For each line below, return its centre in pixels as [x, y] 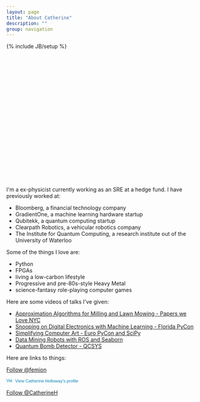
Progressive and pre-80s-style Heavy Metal [70, 283]
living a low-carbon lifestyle [50, 277]
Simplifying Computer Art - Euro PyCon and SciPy [78, 333]
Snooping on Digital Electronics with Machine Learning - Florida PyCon [104, 327]
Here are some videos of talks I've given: [58, 302]
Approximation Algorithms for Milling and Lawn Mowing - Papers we [101, 314]
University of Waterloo [43, 240]
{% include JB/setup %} [37, 46]
